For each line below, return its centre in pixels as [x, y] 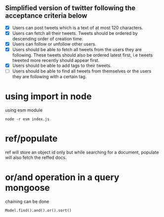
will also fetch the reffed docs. [36, 157]
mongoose [28, 188]
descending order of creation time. [48, 38]
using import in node [48, 97]
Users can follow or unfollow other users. [54, 44]
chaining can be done [27, 201]
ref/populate [31, 139]
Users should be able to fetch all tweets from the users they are [77, 49]
